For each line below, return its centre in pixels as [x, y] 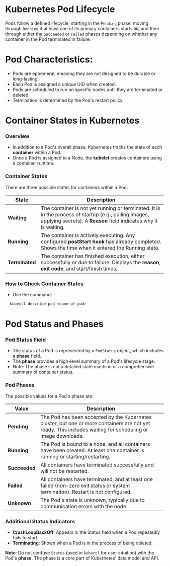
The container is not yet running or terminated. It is [101, 208]
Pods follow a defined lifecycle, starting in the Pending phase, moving [77, 23]
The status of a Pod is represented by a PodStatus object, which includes [88, 351]
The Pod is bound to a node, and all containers [95, 444]
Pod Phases [20, 385]
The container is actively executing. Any [88, 235]
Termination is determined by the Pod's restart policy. [68, 100]
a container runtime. [33, 163]
